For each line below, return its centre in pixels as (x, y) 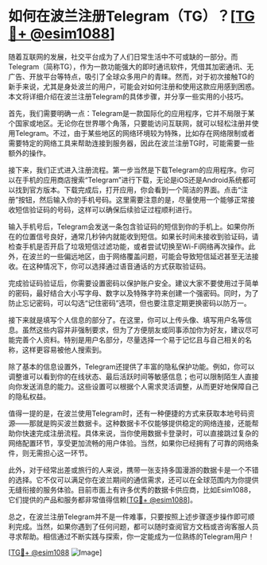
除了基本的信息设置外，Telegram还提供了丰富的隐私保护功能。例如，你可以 (132, 366)
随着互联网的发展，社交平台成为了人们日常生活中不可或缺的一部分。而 (123, 56)
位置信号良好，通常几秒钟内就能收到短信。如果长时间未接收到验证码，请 (140, 236)
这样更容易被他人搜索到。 (64, 350)
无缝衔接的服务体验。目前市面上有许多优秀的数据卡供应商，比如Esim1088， (132, 490)
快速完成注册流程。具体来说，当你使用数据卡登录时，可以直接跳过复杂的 (140, 433)
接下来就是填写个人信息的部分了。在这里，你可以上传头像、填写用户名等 (126, 319)
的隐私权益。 (29, 396)
